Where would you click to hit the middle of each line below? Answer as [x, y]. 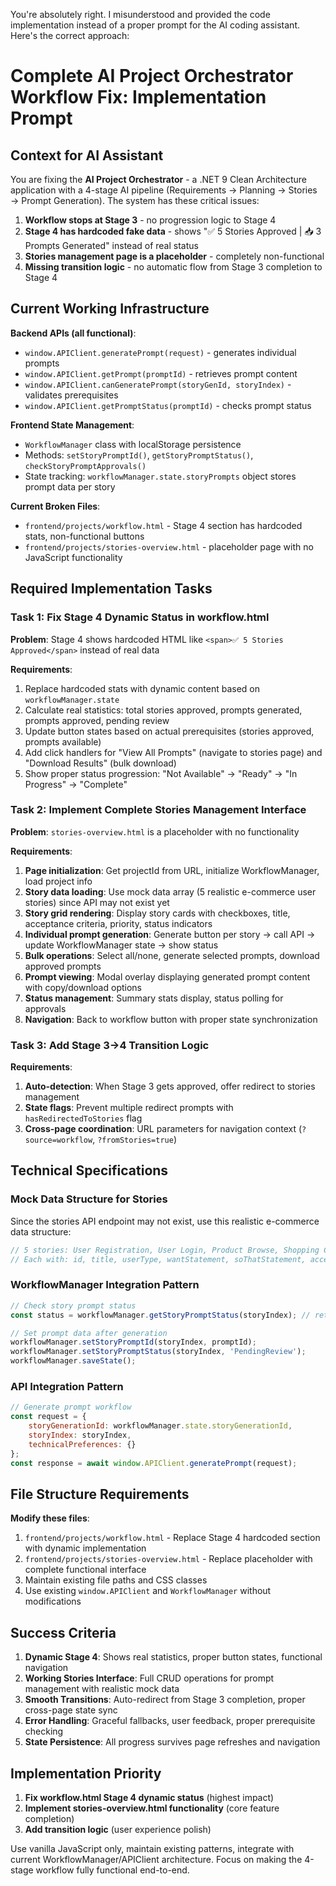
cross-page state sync [71, 1710]
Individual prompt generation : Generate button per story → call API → [170, 934]
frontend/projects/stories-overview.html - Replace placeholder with [168, 1559]
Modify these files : [50, 1518]
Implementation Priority [86, 1773]
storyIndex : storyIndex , [80, 1435]
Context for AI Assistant [87, 155]
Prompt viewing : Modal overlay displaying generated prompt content [167, 976]
